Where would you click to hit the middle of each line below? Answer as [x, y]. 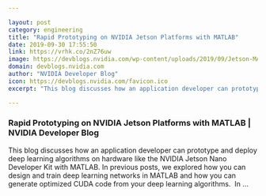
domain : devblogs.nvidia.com [56, 67]
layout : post [30, 22]
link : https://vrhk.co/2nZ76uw [60, 52]
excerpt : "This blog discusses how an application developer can [118, 89]
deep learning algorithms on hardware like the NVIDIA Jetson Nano [118, 158]
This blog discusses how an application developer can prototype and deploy [133, 150]
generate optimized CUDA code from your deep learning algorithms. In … [129, 183]
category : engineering [46, 30]
